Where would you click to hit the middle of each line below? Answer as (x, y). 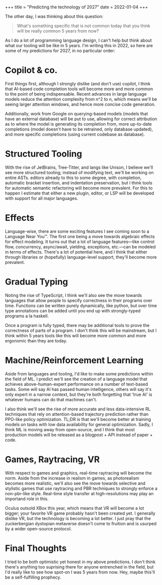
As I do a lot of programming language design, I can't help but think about (79, 40)
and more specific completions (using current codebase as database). (75, 134)
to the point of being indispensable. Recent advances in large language (76, 94)
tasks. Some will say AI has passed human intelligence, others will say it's (78, 389)
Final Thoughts (36, 548)
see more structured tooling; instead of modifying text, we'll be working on (79, 172)
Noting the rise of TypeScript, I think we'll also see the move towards (74, 295)
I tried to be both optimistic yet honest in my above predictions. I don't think (80, 562)
